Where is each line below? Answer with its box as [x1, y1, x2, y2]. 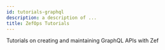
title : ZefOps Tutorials [6, 20, 70, 26]
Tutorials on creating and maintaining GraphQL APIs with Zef [6, 37, 159, 45]
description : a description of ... [6, 15, 97, 21]
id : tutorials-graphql [6, 9, 64, 15]
